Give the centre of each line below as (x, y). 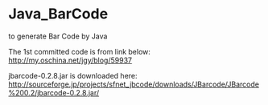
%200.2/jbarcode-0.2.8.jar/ (54, 92)
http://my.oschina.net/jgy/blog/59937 (70, 60)
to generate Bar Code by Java (58, 36)
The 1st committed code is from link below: (80, 51)
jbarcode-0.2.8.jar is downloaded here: (73, 75)
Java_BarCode (58, 14)
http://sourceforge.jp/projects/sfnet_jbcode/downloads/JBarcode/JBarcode (134, 84)
